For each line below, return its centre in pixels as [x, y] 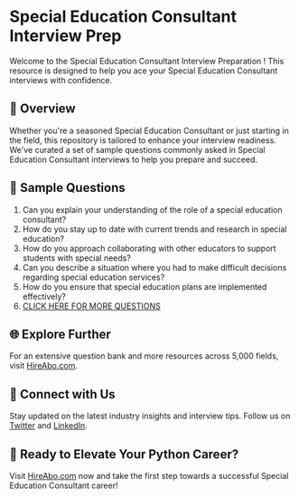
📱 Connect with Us [62, 394]
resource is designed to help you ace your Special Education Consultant [144, 71]
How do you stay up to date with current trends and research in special [154, 229]
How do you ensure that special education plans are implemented [145, 286]
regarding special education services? [93, 277]
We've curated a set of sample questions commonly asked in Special [137, 149]
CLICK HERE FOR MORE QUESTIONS [91, 306]
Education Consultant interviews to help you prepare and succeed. [134, 159]
